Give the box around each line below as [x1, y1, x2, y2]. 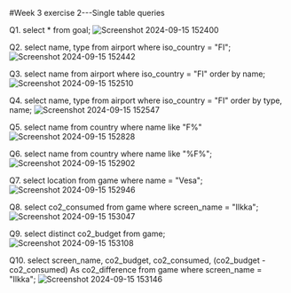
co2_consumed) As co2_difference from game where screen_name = [9, 265, 263, 274]
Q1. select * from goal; [9, 25, 91, 35]
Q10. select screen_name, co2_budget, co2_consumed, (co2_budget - [9, 255, 266, 265]
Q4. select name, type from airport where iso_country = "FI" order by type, [9, 95, 282, 106]
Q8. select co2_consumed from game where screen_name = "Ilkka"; [9, 202, 259, 212]
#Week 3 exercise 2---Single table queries [9, 8, 166, 18]
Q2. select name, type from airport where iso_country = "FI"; [9, 42, 232, 52]
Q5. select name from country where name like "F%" [9, 122, 202, 132]
